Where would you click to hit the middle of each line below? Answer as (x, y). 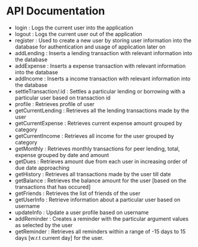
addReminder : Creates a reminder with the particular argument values (102, 219)
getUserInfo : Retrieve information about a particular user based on (98, 200)
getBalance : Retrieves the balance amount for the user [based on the (100, 180)
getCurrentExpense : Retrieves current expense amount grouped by (98, 123)
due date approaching (42, 168)
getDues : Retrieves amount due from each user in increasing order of (101, 161)
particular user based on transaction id (63, 98)
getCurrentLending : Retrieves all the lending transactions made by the (102, 110)
